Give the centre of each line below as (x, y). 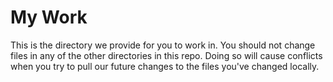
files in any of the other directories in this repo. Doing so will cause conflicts (166, 55)
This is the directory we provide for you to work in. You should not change (163, 45)
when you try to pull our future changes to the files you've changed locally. (165, 66)
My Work (49, 17)
